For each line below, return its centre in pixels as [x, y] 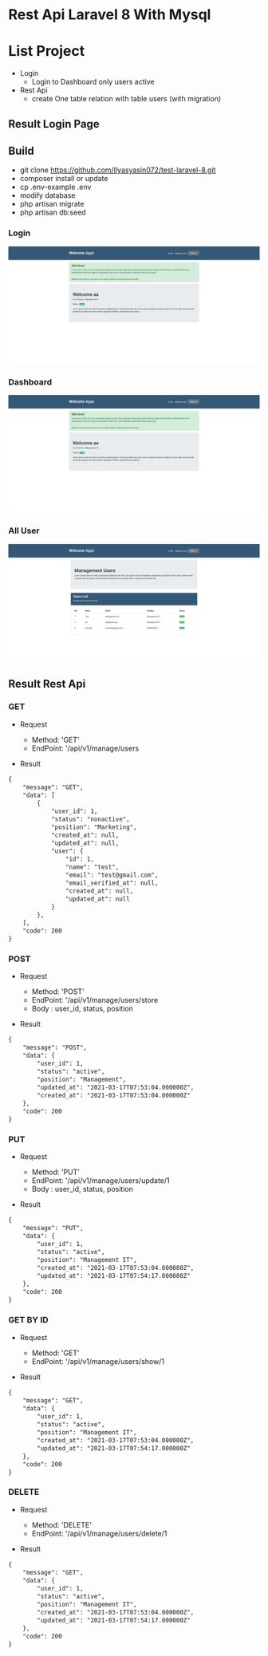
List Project [47, 51]
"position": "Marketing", [94, 827]
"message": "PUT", [53, 1228]
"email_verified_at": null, [112, 883]
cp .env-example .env [55, 187]
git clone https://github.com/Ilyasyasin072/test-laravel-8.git [118, 170]
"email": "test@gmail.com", [112, 875]
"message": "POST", [55, 1047]
